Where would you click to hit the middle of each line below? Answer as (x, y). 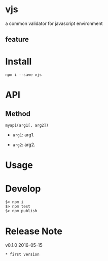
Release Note (34, 231)
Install (19, 61)
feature (17, 39)
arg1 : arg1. (23, 135)
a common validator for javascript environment (54, 23)
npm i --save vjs (24, 75)
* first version (22, 255)
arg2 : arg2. (24, 145)
